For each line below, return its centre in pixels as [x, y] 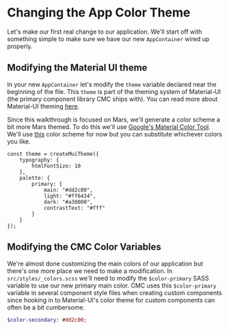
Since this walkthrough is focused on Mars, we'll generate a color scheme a [114, 119]
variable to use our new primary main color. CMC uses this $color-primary [112, 285]
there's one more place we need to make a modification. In [90, 271]
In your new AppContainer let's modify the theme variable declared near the [112, 84]
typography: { [39, 160]
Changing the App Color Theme [99, 13]
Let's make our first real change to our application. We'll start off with [105, 32]
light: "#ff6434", [70, 196]
